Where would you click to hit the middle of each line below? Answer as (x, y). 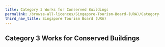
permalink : (16, 14)
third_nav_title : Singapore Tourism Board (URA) (56, 18)
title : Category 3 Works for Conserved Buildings (57, 9)
